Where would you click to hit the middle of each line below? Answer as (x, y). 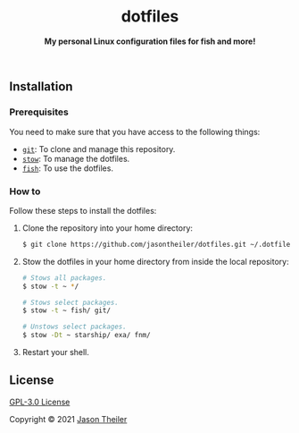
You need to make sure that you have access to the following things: (135, 132)
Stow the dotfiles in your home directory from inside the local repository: (155, 261)
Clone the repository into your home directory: (108, 228)
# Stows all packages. (64, 278)
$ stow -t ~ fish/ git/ (66, 310)
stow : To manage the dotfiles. (76, 158)
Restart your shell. (55, 352)
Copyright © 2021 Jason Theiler (68, 419)
